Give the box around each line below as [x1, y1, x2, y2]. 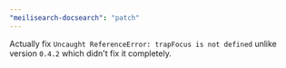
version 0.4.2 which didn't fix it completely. [9, 47, 173, 59]
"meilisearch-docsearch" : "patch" [9, 13, 141, 23]
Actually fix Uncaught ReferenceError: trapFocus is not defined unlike [9, 38, 277, 49]
